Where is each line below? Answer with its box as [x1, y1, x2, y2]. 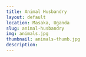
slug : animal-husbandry [6, 25, 65, 31]
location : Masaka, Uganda [6, 20, 70, 26]
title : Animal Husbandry [6, 8, 67, 15]
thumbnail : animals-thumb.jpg [6, 36, 81, 42]
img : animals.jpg [6, 31, 49, 37]
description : [6, 42, 38, 48]
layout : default [6, 14, 46, 20]
